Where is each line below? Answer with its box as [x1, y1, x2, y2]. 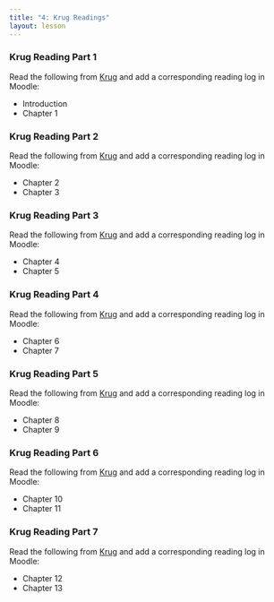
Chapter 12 [21, 572, 63, 583]
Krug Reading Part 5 [9, 367, 98, 380]
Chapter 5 [21, 266, 60, 277]
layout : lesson [9, 21, 66, 30]
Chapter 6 [21, 335, 60, 346]
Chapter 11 [21, 503, 61, 514]
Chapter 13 [21, 582, 63, 593]
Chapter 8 [21, 414, 60, 426]
